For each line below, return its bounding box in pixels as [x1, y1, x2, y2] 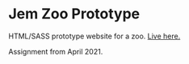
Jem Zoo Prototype [8, 5, 141, 23]
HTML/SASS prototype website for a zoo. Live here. [8, 31, 181, 41]
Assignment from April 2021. [8, 46, 103, 56]
